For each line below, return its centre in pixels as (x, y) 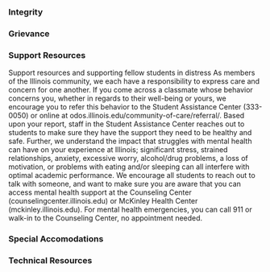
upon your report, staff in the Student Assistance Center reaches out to (127, 124)
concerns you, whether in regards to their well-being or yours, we (118, 98)
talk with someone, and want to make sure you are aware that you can (125, 184)
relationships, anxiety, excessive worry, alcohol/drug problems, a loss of (128, 159)
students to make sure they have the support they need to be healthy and (130, 133)
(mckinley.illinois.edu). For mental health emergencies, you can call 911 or (130, 210)
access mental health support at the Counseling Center (100, 192)
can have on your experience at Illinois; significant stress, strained (118, 150)
